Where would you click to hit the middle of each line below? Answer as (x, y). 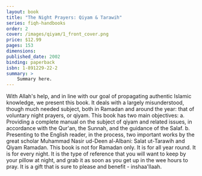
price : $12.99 (24, 40)
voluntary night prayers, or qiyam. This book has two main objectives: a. (96, 116)
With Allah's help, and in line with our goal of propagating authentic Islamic (99, 96)
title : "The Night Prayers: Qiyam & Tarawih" (64, 17)
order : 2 (17, 29)
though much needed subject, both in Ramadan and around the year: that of (100, 109)
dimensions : (21, 51)
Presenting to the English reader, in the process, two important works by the (100, 135)
